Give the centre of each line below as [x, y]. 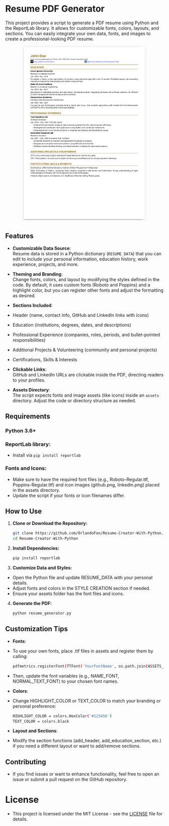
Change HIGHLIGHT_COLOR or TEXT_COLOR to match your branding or [87, 701]
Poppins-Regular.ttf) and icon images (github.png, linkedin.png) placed [86, 484]
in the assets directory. [36, 490]
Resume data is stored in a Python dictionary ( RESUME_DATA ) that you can [87, 253]
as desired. [24, 295]
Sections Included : [32, 305]
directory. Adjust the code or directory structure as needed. [74, 400]
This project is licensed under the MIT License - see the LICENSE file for [87, 814]
